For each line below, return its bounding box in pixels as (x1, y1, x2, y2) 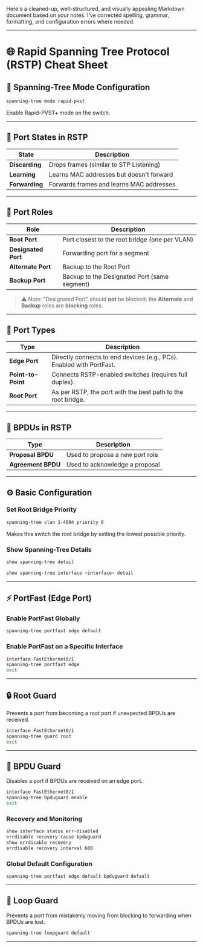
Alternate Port (9, 263, 51, 271)
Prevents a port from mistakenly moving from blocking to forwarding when (6, 912, 192, 919)
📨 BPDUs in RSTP (6, 422, 72, 433)
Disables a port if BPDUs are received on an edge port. (6, 777, 143, 785)
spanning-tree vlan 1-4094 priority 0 (6, 519, 104, 525)
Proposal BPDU (9, 451, 54, 459)
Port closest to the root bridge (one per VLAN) (62, 235, 194, 244)
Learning (9, 170, 36, 178)
